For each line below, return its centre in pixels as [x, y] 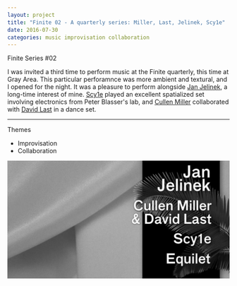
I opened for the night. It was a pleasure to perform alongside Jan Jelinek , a [117, 87]
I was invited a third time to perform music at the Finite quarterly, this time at [118, 72]
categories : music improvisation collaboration [79, 37]
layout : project [31, 15]
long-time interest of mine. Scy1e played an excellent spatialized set [106, 95]
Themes [19, 130]
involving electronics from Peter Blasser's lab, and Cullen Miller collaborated [118, 102]
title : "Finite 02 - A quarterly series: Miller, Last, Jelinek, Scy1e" [116, 22]
